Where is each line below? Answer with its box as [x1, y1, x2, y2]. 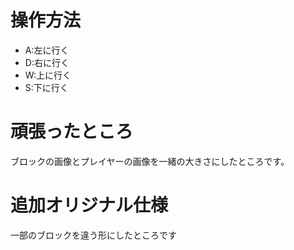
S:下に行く [24, 81, 69, 93]
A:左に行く [24, 44, 70, 56]
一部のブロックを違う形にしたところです [10, 229, 177, 241]
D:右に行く [24, 56, 70, 68]
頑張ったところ [10, 121, 134, 143]
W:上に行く [24, 69, 72, 81]
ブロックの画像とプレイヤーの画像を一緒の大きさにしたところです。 [10, 155, 290, 167]
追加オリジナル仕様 [10, 194, 169, 217]
